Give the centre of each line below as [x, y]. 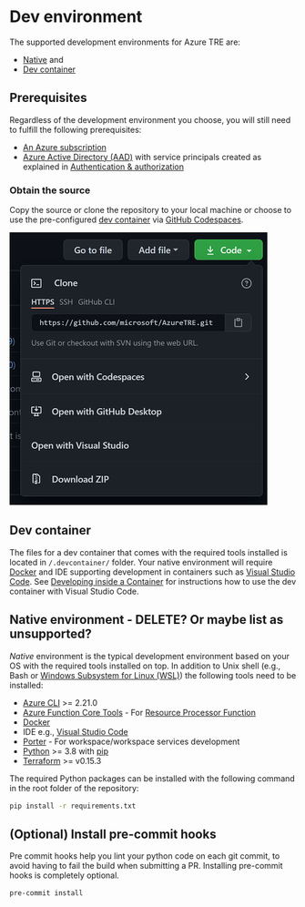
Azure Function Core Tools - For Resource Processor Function [139, 712]
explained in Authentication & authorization [103, 167]
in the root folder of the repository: [74, 788]
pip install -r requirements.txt [73, 806]
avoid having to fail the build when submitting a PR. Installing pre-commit [147, 866]
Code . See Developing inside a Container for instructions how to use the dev [153, 581]
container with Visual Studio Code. [74, 591]
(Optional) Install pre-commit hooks [113, 834]
